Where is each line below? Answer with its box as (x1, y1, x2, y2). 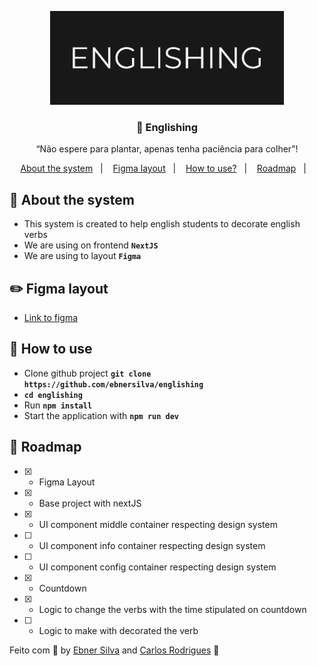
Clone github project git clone (23, 367, 152, 379)
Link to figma (23, 311, 79, 323)
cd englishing (23, 390, 83, 400)
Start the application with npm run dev (23, 409, 180, 421)
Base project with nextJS (38, 497, 142, 509)
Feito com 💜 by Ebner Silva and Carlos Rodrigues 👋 (9, 644, 220, 656)
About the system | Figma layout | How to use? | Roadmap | (20, 162, 307, 175)
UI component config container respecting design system (38, 561, 277, 573)
